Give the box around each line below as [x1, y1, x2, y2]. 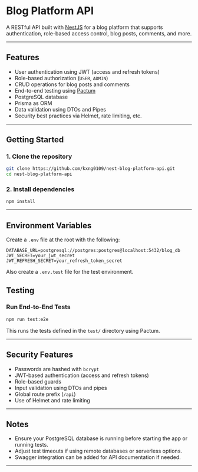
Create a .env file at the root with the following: [6, 236, 120, 243]
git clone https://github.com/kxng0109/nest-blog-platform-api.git [6, 166, 176, 172]
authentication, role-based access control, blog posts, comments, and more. [6, 29, 192, 37]
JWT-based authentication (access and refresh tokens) [14, 372, 149, 379]
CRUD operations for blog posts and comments [14, 81, 130, 88]
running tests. [14, 441, 48, 448]
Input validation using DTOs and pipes [14, 384, 107, 391]
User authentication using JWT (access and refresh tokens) [14, 68, 160, 75]
